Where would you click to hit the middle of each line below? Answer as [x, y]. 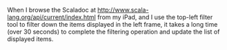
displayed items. [30, 39]
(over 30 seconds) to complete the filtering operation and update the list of [113, 32]
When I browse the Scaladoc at [52, 10]
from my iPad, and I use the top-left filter [155, 17]
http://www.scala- [123, 10]
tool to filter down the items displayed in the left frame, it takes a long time [112, 24]
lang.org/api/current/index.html [52, 17]
